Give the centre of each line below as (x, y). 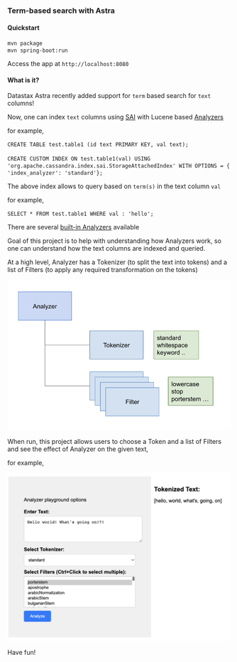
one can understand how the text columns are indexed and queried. (106, 249)
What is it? (23, 80)
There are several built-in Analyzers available (73, 227)
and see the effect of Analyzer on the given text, (78, 449)
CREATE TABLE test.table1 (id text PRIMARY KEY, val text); (98, 145)
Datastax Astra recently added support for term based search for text (109, 96)
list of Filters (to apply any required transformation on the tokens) (103, 270)
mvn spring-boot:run (38, 51)
